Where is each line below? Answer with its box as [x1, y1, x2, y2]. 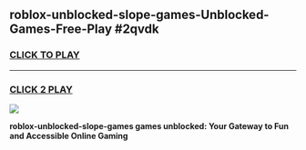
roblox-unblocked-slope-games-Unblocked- [9, 7, 270, 23]
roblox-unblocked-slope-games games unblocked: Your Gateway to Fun [9, 120, 290, 131]
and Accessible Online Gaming [9, 130, 128, 141]
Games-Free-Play [9, 22, 112, 37]
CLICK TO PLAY [9, 49, 80, 62]
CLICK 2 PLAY [9, 83, 73, 95]
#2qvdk [114, 22, 159, 37]
